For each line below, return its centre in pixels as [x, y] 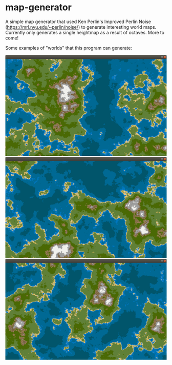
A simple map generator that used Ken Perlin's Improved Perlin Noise [78, 22]
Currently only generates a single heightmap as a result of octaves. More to [85, 32]
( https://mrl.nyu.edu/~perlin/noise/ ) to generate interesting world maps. [81, 27]
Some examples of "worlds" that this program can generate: [69, 48]
